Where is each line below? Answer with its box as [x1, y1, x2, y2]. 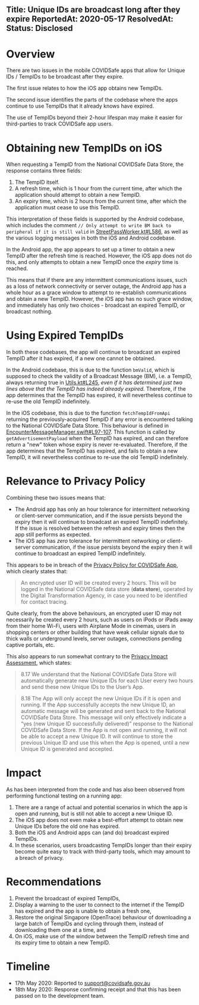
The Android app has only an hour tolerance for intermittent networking [14, 505, 190, 513]
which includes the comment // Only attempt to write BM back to [6, 222, 172, 229]
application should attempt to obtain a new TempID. [14, 191, 141, 199]
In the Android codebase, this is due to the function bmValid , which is [6, 366, 175, 373]
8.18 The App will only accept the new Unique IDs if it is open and [20, 695, 181, 702]
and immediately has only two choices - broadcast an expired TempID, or [6, 301, 185, 309]
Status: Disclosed [6, 23, 73, 33]
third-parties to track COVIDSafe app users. [6, 120, 113, 127]
